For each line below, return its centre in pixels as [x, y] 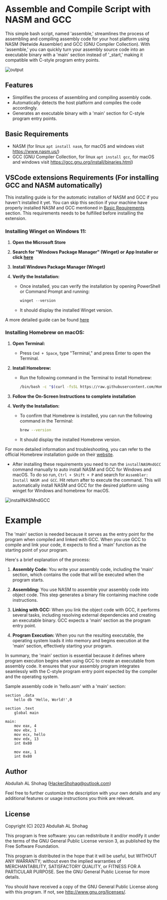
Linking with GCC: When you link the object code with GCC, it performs [86, 610]
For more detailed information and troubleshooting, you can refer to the [78, 449]
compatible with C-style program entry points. [52, 60]
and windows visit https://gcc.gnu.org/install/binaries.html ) [73, 162]
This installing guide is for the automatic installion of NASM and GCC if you [82, 197]
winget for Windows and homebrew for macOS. [61, 490]
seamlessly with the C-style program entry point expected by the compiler [81, 671]
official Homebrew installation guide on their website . [60, 454]
